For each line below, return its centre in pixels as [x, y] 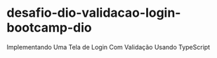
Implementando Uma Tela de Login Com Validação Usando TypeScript [108, 47]
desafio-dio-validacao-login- [94, 13]
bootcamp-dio [49, 28]
